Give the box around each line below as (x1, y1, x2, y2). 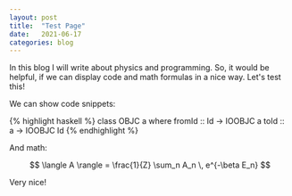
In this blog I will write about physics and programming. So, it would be (9, 62, 270, 73)
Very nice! (9, 177, 47, 188)
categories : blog (9, 37, 74, 47)
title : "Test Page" (9, 21, 87, 30)
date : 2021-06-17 (9, 29, 82, 38)
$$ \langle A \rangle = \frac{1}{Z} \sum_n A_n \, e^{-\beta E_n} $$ (29, 159, 271, 170)
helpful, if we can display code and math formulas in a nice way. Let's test (9, 72, 281, 83)
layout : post (9, 12, 58, 22)
